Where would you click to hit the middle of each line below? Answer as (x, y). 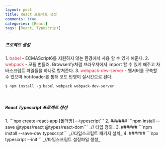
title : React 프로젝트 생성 (31, 14)
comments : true (21, 19)
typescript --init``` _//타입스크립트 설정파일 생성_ (53, 140)
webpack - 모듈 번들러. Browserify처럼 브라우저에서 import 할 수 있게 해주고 (80, 65)
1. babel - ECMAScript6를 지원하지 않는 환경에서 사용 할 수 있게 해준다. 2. (77, 58)
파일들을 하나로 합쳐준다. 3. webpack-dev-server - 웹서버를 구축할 (92, 71)
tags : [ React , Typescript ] (33, 28)
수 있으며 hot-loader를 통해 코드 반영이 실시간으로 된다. (59, 77)
